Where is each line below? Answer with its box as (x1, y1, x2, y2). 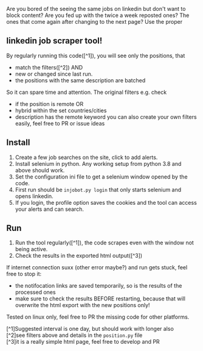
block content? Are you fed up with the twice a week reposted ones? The (6, 12, 190, 19)
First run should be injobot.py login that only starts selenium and (15, 186, 182, 193)
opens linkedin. (15, 192, 53, 200)
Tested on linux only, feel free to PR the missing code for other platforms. (6, 313, 190, 321)
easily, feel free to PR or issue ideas (15, 119, 105, 127)
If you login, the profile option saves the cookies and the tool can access (15, 199, 198, 206)
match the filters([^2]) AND (15, 63, 83, 71)
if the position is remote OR (15, 100, 84, 107)
